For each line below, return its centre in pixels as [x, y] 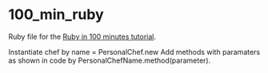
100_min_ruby [56, 15]
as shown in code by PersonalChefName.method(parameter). [110, 60]
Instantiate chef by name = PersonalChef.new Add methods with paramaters [134, 52]
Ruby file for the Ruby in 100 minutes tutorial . [82, 36]
